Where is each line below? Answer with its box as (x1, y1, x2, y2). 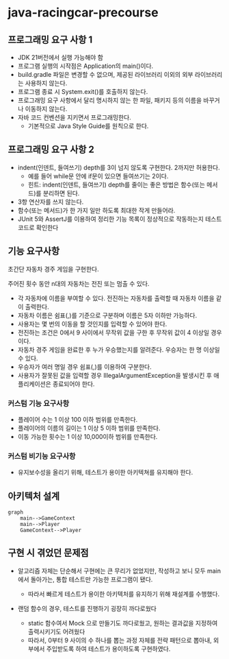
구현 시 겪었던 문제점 (8, 547, 89, 559)
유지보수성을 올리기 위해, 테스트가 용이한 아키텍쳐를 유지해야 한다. (17, 468, 193, 477)
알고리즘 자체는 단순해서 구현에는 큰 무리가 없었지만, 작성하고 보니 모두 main (17, 566, 221, 575)
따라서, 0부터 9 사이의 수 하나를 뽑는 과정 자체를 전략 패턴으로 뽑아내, (27, 636, 213, 644)
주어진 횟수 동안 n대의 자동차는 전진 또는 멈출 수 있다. (8, 279, 150, 287)
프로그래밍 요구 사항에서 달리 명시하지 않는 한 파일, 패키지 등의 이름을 (17, 96, 202, 104)
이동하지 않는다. (25, 105, 68, 112)
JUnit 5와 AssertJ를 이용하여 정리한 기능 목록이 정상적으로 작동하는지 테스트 (17, 215, 222, 223)
